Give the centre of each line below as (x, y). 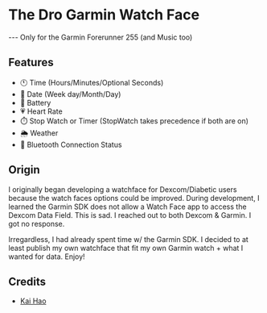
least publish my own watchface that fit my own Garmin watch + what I (126, 248)
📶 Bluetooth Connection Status (71, 144)
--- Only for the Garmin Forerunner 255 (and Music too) (101, 37)
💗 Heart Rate (41, 111)
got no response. (37, 223)
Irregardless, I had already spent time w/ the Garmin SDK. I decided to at (129, 239)
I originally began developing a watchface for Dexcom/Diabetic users (123, 189)
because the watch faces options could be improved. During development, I (134, 198)
